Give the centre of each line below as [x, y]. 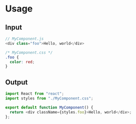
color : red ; [22, 62]
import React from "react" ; [35, 94]
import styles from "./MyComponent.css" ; [49, 98]
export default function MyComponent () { [49, 107]
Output [16, 82]
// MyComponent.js [24, 39]
